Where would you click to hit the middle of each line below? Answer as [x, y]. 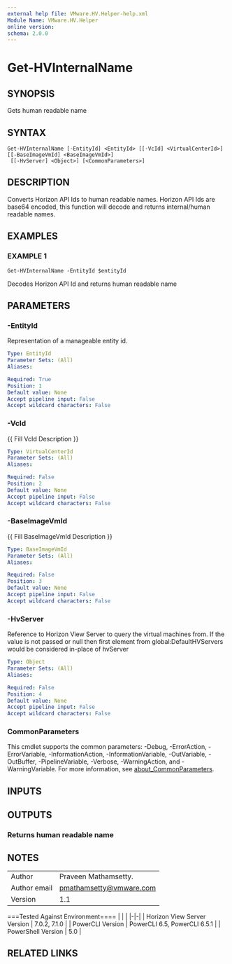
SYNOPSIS [31, 94]
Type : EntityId [29, 354]
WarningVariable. [32, 769]
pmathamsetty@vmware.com [107, 888]
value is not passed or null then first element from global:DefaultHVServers [115, 642]
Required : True [29, 379]
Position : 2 [24, 484]
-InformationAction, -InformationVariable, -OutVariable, [128, 755]
